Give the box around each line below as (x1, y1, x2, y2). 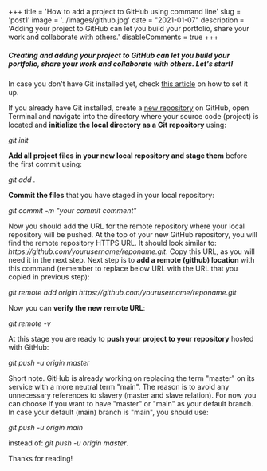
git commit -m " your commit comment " (8, 205, 137, 215)
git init (8, 135, 29, 144)
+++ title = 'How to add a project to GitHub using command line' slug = (8, 7, 241, 16)
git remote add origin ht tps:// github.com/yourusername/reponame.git (8, 287, 237, 297)
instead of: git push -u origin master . (8, 438, 129, 448)
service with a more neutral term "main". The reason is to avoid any (8, 382, 230, 391)
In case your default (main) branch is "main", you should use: (8, 407, 209, 417)
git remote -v (8, 319, 52, 328)
